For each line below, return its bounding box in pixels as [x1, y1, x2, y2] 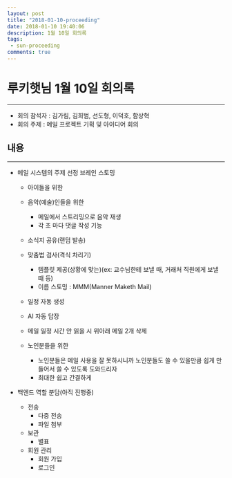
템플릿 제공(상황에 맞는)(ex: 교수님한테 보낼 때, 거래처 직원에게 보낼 [37, 265, 219, 273]
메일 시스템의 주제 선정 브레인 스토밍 [17, 168, 115, 176]
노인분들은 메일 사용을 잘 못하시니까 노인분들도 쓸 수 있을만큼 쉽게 [37, 356, 215, 364]
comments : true [7, 49, 51, 56]
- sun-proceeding [10, 42, 60, 49]
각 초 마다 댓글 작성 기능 [37, 221, 102, 229]
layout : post [7, 10, 45, 17]
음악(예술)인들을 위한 [27, 198, 84, 206]
